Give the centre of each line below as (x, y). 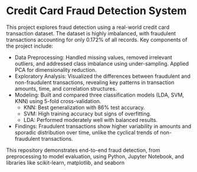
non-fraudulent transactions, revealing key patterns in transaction (94, 82)
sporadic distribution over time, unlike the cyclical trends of (87, 132)
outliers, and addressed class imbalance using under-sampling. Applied (102, 64)
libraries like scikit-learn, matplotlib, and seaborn (65, 163)
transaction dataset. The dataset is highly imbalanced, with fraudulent (91, 33)
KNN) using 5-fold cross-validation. (58, 101)
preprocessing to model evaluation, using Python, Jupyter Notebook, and (95, 156)
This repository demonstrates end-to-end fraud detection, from (83, 150)
